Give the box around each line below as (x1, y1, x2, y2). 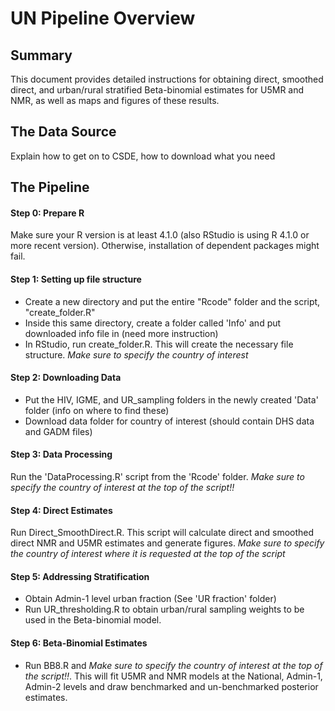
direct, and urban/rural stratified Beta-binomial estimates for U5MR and (10, 84, 305, 96)
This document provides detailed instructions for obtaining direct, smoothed (10, 73, 324, 85)
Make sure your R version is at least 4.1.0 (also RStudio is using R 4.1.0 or (10, 229, 310, 241)
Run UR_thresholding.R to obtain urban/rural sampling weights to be (24, 603, 305, 616)
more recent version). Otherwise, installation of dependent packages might (10, 240, 320, 252)
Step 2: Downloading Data (10, 372, 122, 384)
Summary (10, 47, 73, 64)
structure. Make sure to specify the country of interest (24, 348, 249, 361)
